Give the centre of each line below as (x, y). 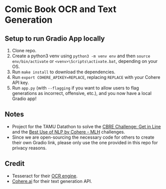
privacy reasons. (29, 148)
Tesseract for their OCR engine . (45, 176)
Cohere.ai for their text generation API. (52, 181)
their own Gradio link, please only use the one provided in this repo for (85, 142)
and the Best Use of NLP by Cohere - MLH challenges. (68, 132)
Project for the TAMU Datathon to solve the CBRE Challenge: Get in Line (87, 126)
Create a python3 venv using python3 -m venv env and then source (81, 56)
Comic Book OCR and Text (61, 9)
